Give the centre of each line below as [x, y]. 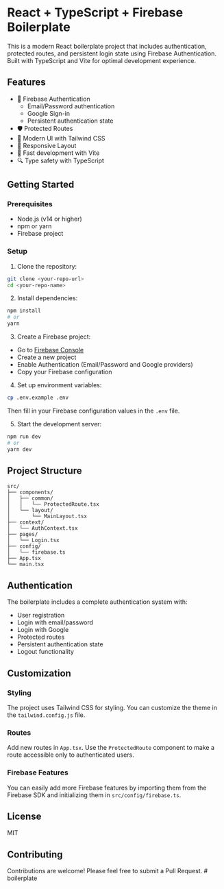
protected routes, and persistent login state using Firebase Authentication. [112, 53]
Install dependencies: [47, 298]
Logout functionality [45, 652]
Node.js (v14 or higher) [49, 219]
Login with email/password [55, 622]
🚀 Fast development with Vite [58, 153]
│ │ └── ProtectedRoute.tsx [53, 504]
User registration [41, 616]
